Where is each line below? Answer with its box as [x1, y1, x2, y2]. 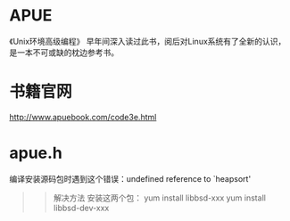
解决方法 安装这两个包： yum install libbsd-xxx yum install [53, 192, 266, 203]
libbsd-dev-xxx [53, 202, 110, 213]
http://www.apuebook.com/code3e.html [9, 111, 157, 122]
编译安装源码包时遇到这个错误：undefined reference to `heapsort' [9, 173, 252, 184]
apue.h [9, 143, 62, 163]
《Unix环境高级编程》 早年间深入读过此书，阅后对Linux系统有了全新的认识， [9, 36, 286, 46]
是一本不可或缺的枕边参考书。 [9, 46, 119, 58]
